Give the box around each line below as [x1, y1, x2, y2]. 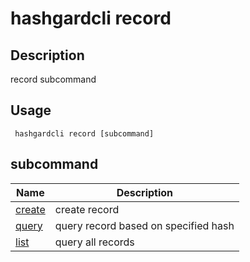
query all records [54, 235, 135, 249]
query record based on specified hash [54, 218, 235, 232]
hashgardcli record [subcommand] [14, 128, 155, 139]
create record [54, 202, 120, 216]
